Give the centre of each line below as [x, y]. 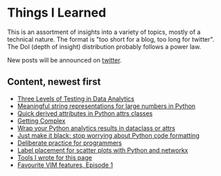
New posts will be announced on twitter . [65, 60]
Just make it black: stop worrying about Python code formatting [108, 135]
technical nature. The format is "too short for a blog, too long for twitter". [111, 39]
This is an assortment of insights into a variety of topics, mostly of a [104, 32]
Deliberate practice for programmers [70, 143]
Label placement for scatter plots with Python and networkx [103, 150]
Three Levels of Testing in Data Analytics [76, 98]
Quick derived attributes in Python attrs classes [85, 113]
